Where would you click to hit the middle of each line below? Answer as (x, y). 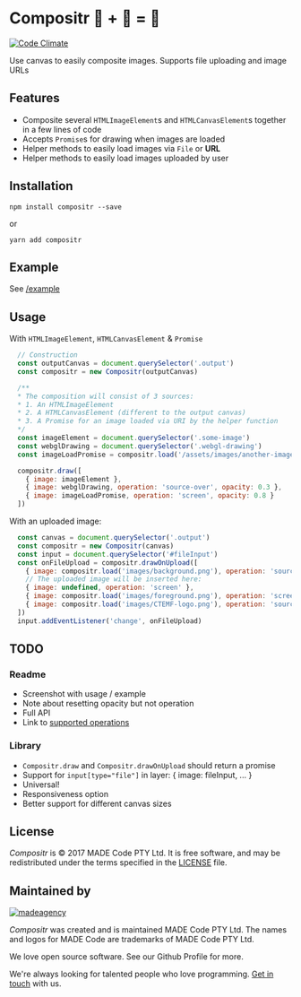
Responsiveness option (65, 793)
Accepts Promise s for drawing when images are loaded (124, 139)
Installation (41, 186)
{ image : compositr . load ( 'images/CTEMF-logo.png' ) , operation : (146, 604)
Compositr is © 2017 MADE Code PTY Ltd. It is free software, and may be (145, 853)
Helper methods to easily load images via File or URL (121, 148)
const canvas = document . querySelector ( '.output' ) (114, 538)
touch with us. (35, 984)
